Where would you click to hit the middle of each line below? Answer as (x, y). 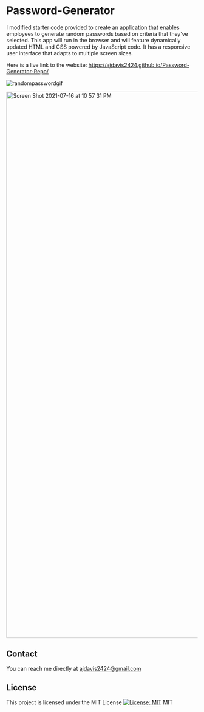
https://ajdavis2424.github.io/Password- (139, 65)
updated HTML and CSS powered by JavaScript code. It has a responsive (98, 47)
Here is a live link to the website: (47, 65)
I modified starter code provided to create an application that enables (93, 27)
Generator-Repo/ (28, 71)
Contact (22, 654)
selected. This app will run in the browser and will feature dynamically (93, 40)
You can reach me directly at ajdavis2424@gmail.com (74, 668)
